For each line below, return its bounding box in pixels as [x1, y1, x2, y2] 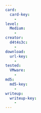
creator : [5, 35, 23, 40]
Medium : [9, 26, 26, 31]
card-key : [9, 12, 30, 17]
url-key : [9, 53, 28, 59]
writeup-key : [9, 95, 37, 100]
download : [5, 49, 26, 54]
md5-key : [9, 81, 28, 86]
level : [5, 21, 19, 26]
